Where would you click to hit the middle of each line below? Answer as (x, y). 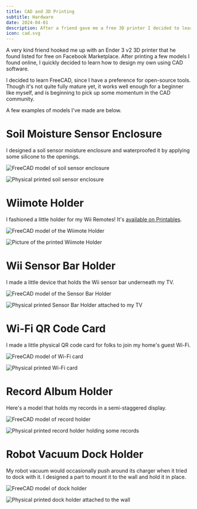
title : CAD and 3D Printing (40, 11)
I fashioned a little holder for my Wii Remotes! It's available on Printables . (94, 219)
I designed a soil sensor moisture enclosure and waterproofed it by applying (98, 150)
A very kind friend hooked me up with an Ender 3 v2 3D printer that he (91, 50)
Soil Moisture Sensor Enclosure (84, 134)
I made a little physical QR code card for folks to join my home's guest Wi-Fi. (98, 345)
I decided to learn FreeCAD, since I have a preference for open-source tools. (98, 81)
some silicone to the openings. (43, 157)
